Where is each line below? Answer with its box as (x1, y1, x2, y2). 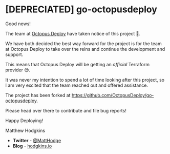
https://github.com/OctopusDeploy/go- (71, 92, 154, 98)
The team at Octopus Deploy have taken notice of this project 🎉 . (5, 30, 141, 36)
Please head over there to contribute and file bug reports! (5, 107, 126, 113)
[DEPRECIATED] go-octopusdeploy (5, 4, 158, 15)
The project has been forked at (5, 92, 71, 98)
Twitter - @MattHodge (12, 137, 61, 143)
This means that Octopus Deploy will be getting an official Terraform (5, 61, 150, 67)
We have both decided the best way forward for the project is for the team (5, 40, 162, 47)
